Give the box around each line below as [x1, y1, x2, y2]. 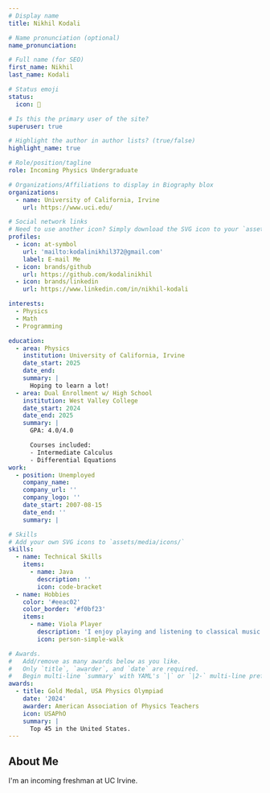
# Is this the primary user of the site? [8, 114, 149, 123]
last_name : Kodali [8, 71, 70, 79]
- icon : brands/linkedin [15, 278, 99, 286]
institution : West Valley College [22, 396, 138, 405]
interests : [8, 299, 45, 308]
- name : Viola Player [29, 621, 103, 629]
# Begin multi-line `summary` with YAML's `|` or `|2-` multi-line [8, 672, 247, 680]
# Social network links [8, 218, 88, 226]
